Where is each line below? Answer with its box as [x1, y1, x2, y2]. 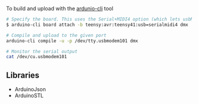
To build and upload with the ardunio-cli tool [6, 5, 114, 12]
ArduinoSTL [14, 92, 44, 99]
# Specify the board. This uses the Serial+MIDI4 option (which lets [6, 16, 181, 22]
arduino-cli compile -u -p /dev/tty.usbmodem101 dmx [6, 38, 138, 43]
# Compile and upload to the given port [6, 32, 107, 38]
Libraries [6, 70, 39, 80]
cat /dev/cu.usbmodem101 [6, 54, 67, 60]
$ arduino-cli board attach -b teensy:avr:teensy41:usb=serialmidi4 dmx [6, 22, 189, 28]
